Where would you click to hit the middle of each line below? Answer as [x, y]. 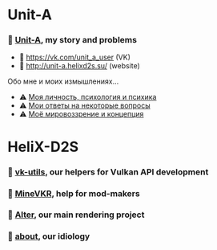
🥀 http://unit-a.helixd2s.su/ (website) [80, 66]
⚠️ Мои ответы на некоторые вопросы [85, 105]
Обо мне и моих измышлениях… [63, 81]
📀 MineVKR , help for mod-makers [74, 193]
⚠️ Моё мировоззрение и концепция [81, 114]
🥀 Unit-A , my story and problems [72, 40]
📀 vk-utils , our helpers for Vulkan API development [108, 172]
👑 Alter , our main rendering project [76, 215]
